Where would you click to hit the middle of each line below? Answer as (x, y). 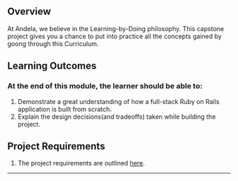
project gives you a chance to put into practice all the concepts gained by (114, 36)
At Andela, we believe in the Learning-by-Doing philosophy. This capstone (116, 28)
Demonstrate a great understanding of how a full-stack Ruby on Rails (118, 101)
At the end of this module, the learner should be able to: (105, 86)
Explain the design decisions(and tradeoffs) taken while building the (117, 117)
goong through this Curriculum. (53, 43)
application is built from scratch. (64, 109)
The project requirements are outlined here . (81, 163)
